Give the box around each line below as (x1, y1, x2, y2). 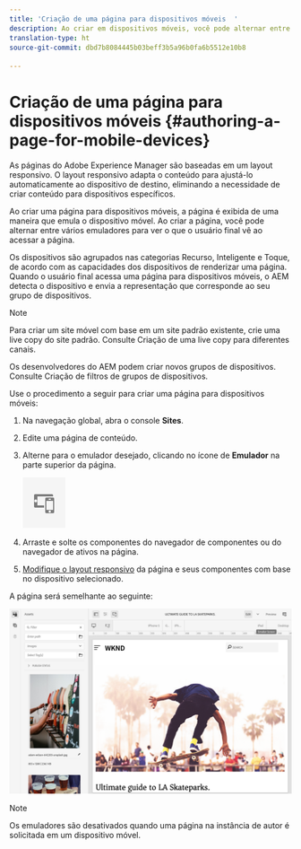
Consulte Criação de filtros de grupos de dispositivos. (9, 371, 209, 381)
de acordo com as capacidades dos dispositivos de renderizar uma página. (9, 261, 288, 273)
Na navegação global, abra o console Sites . (21, 416, 184, 426)
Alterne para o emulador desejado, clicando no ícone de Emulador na (21, 450, 280, 461)
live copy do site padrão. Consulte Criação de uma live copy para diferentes (9, 335, 289, 346)
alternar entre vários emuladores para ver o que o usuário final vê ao (9, 225, 262, 236)
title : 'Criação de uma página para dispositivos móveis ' (9, 14, 239, 23)
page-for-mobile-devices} (9, 130, 211, 151)
